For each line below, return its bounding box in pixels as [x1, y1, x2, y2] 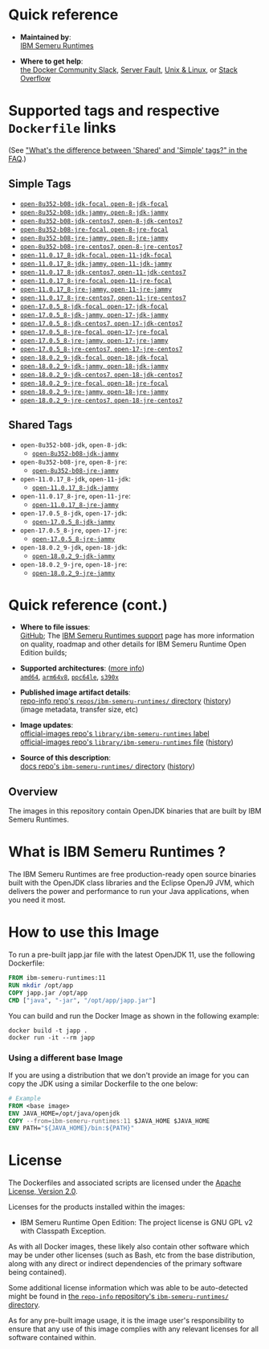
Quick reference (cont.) [8, 596, 168, 614]
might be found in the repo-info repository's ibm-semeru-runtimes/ [8, 1292, 229, 1302]
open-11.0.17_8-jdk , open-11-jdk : [19, 474, 131, 483]
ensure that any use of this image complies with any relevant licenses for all [8, 1324, 259, 1334]
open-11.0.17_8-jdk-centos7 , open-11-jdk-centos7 [19, 267, 186, 277]
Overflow [19, 73, 51, 83]
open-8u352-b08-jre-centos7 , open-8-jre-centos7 [19, 241, 183, 251]
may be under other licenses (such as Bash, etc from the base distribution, [8, 1250, 255, 1260]
